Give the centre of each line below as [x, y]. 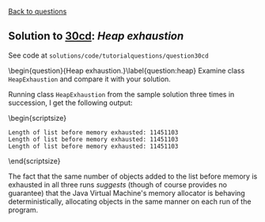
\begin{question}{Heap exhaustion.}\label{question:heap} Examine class [127, 70]
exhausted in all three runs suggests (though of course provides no [118, 184]
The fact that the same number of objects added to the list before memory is [133, 176]
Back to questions [38, 11]
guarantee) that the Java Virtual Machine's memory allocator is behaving [127, 193]
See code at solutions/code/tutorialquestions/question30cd [108, 55]
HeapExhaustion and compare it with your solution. [90, 79]
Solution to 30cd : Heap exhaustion [96, 36]
